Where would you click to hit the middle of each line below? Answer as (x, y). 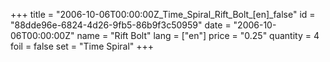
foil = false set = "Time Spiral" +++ (82, 46)
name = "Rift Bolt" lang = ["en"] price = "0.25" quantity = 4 (198, 35)
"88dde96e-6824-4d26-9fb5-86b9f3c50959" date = (121, 25)
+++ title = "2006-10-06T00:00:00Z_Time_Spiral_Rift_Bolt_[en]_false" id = (163, 14)
